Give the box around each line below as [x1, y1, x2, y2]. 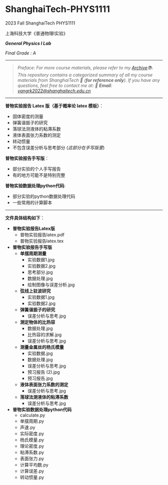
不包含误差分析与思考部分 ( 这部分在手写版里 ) [12, 144, 105, 150]
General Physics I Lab [5, 40, 51, 46]
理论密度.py [19, 443, 44, 449]
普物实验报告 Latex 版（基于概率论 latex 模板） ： [5, 102, 104, 108]
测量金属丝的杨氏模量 [19, 344, 64, 350]
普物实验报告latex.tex [19, 238, 64, 244]
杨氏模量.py [19, 437, 44, 443]
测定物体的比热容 [19, 319, 55, 325]
